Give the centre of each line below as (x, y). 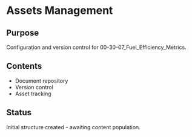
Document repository (41, 81)
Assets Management (60, 11)
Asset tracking (33, 94)
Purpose (23, 33)
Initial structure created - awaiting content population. (73, 127)
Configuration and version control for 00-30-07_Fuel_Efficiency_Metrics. (96, 47)
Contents (24, 66)
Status (19, 113)
